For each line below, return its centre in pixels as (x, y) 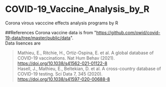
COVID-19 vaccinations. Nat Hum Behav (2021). (66, 58)
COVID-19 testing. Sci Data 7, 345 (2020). (60, 74)
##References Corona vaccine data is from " (51, 32)
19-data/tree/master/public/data (38, 38)
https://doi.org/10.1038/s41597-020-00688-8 (64, 79)
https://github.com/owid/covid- (128, 32)
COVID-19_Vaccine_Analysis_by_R (77, 9)
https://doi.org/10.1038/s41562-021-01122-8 (62, 63)
